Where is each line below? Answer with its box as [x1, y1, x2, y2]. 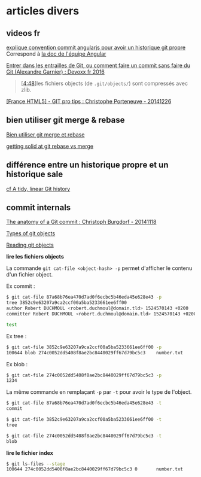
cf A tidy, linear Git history [6, 185, 71, 192]
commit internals [6, 202, 71, 213]
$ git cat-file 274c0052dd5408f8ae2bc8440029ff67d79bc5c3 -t [6, 433, 162, 439]
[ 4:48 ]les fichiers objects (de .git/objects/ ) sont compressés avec [20, 80, 188, 87]
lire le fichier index [6, 449, 54, 456]
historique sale [6, 169, 63, 180]
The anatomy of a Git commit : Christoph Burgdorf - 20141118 [6, 218, 157, 226]
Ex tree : [6, 332, 27, 339]
